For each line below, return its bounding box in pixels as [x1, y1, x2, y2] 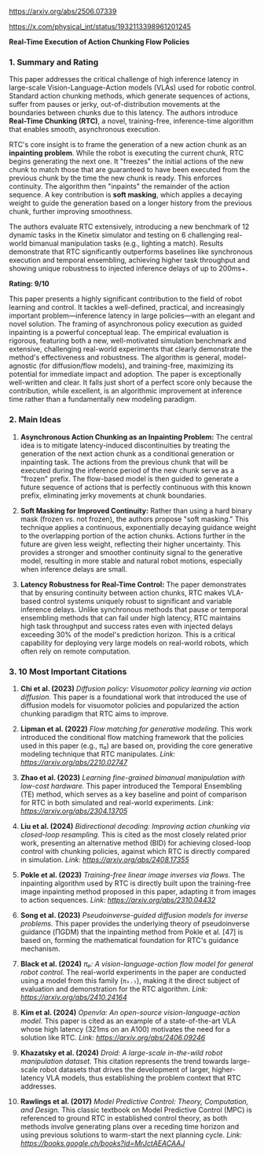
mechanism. [20, 944, 60, 953]
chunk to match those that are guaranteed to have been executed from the [9, 165, 251, 175]
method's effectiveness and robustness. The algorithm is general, [9, 353, 222, 363]
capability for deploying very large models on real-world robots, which [20, 638, 249, 647]
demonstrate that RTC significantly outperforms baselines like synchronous [9, 247, 254, 256]
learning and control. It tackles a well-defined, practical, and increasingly [9, 303, 245, 312]
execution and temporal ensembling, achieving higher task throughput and [9, 256, 250, 265]
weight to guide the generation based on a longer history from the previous [9, 198, 252, 208]
